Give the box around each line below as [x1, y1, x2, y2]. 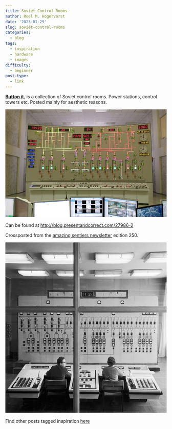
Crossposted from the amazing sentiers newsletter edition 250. [5, 232, 139, 238]
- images [10, 57, 29, 62]
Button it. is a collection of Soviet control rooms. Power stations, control [5, 94, 158, 100]
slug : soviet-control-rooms [5, 25, 66, 30]
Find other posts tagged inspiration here [5, 418, 90, 424]
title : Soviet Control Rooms [5, 8, 68, 13]
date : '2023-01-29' [5, 19, 47, 24]
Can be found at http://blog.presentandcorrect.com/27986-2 [5, 222, 134, 228]
